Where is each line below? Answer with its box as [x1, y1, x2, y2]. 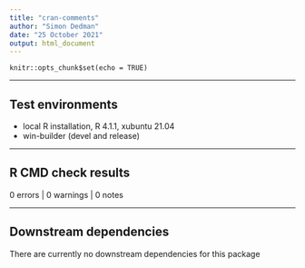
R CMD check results [9, 165, 131, 181]
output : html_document [9, 38, 95, 48]
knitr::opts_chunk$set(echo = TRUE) [9, 64, 148, 73]
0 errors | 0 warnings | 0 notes [9, 189, 124, 200]
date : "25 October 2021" [9, 30, 103, 39]
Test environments [9, 96, 118, 112]
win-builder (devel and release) [22, 131, 141, 142]
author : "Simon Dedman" [9, 22, 100, 31]
